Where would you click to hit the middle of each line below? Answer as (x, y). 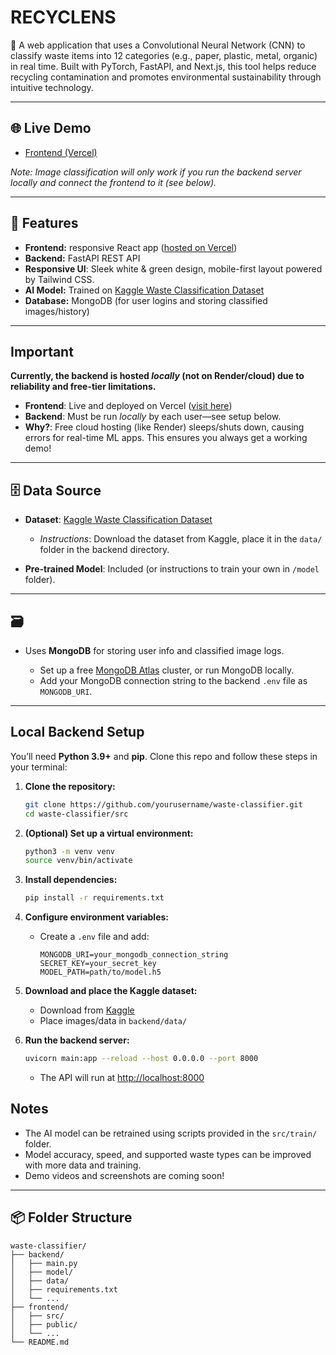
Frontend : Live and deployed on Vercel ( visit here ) (128, 406)
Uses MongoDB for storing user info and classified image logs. (154, 650)
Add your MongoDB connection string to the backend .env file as (173, 680)
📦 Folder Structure (71, 1217)
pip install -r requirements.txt (94, 898)
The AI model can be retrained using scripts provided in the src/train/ (171, 1133)
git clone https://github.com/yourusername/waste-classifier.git (163, 804)
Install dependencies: (71, 880)
